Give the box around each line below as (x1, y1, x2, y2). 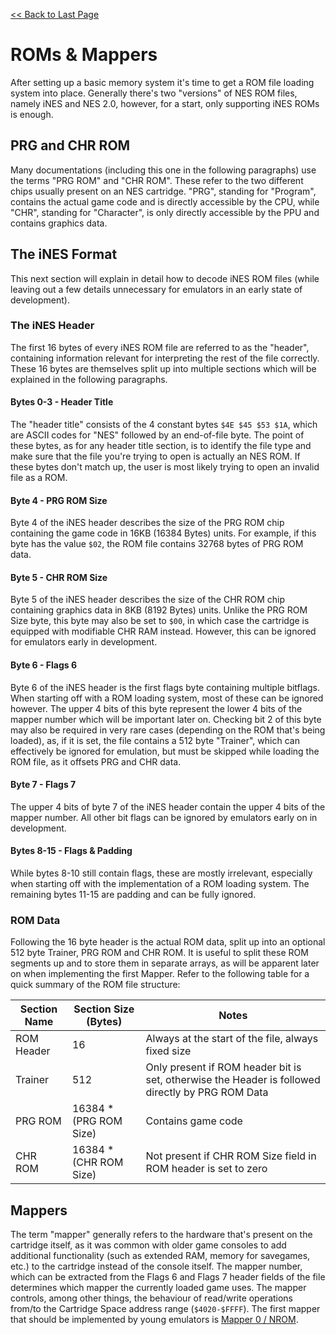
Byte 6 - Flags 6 (10, 659, 78, 671)
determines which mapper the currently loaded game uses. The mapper (10, 1282, 307, 1294)
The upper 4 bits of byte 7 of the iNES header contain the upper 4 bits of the (10, 800, 326, 813)
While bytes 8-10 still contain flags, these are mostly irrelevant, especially (10, 867, 313, 879)
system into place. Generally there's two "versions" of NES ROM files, (10, 87, 298, 99)
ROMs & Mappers (10, 44, 158, 66)
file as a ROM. (10, 472, 68, 484)
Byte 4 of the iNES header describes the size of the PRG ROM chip (10, 517, 285, 529)
